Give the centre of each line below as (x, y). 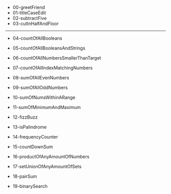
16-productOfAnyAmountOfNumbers (51, 157)
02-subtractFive (30, 18)
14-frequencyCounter (35, 137)
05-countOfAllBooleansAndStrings (49, 48)
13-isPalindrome (30, 127)
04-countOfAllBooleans (37, 38)
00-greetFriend (29, 7)
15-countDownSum (33, 147)
